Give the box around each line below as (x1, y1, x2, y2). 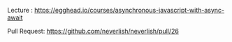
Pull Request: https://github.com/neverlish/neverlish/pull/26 (7, 27, 180, 35)
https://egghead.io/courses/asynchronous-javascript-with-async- (34, 6, 225, 14)
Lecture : (7, 6, 34, 14)
